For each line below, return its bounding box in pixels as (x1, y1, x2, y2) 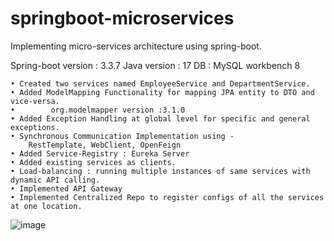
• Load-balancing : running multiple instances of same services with (10, 166, 311, 176)
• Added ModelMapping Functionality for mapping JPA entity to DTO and (10, 87, 315, 97)
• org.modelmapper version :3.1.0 (10, 105, 186, 115)
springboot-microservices (10, 7, 235, 30)
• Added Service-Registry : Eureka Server (10, 148, 190, 159)
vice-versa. (10, 96, 60, 106)
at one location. (10, 201, 83, 211)
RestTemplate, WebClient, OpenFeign (28, 140, 182, 150)
